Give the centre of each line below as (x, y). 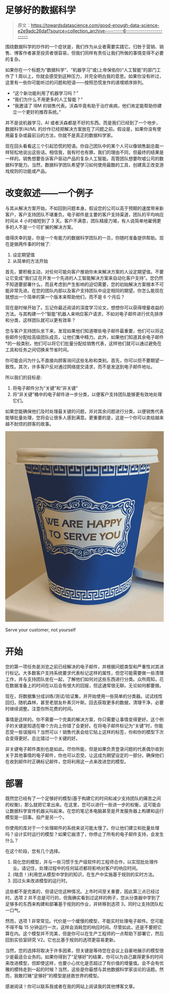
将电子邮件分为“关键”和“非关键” (45, 388)
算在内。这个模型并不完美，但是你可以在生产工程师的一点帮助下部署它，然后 (84, 934)
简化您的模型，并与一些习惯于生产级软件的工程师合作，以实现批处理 (83, 862)
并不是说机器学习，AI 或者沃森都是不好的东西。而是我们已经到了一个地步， (83, 122)
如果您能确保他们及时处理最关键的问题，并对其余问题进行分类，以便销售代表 (84, 411)
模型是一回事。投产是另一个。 (36, 817)
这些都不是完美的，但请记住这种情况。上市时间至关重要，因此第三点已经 (80, 891)
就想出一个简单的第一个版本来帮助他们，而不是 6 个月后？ (65, 297)
